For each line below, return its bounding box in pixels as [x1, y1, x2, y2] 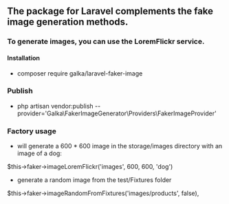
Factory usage [7, 126, 56, 136]
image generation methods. [7, 16, 129, 28]
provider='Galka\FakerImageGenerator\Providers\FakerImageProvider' [17, 109, 217, 117]
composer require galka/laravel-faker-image [17, 69, 143, 78]
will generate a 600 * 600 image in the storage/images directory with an [17, 142, 223, 150]
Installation [7, 54, 40, 62]
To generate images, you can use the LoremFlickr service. [7, 37, 205, 47]
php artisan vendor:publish [17, 102, 94, 110]
